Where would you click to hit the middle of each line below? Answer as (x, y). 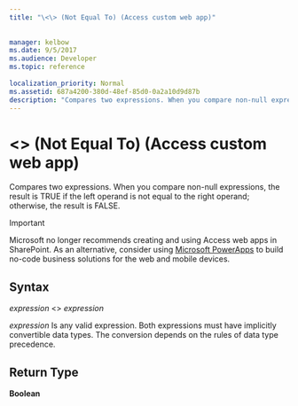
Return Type (44, 372)
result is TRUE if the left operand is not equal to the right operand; (129, 197)
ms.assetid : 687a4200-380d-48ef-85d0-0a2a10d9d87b (105, 91)
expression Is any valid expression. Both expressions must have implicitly (143, 325)
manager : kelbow (39, 42)
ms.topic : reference (47, 67)
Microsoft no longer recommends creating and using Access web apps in (143, 240)
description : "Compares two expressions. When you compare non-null (138, 100)
